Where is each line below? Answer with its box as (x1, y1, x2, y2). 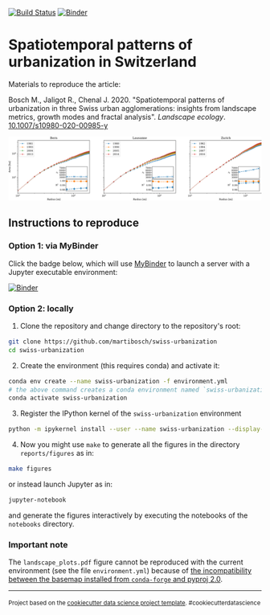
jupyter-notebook (8, 496, 67, 504)
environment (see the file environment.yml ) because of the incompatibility (8, 566, 252, 576)
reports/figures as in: (19, 449, 95, 458)
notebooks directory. (8, 519, 75, 528)
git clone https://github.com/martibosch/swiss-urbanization (8, 338, 218, 346)
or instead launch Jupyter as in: (8, 479, 113, 490)
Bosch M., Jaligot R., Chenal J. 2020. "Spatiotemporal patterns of (8, 95, 225, 105)
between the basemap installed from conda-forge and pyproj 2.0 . (8, 575, 223, 584)
